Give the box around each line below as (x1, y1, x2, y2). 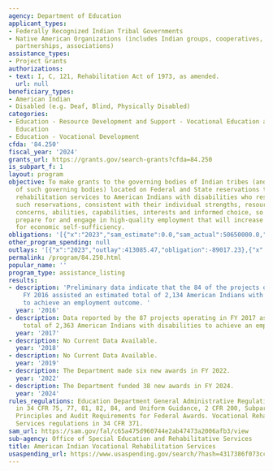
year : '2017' (15, 329, 60, 337)
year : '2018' (15, 344, 60, 352)
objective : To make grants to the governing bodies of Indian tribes (8, 178, 249, 187)
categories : (8, 110, 49, 119)
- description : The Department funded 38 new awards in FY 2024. (8, 382, 234, 390)
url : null (15, 80, 49, 88)
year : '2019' (15, 359, 60, 368)
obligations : (8, 231, 53, 240)
